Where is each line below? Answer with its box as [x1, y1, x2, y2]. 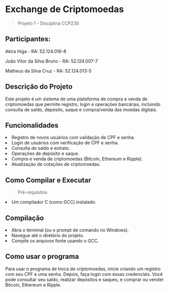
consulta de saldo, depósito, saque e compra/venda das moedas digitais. [5, 106, 157, 112]
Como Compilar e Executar [5, 175, 91, 185]
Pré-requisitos [17, 189, 47, 195]
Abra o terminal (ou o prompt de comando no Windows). [12, 227, 129, 233]
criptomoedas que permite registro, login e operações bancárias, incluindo [5, 101, 160, 107]
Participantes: [5, 35, 51, 43]
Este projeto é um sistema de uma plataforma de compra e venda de [5, 96, 148, 102]
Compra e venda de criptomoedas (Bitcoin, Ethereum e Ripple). [12, 156, 143, 162]
